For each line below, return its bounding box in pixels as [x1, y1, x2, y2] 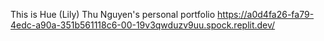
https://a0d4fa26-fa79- [217, 9, 315, 20]
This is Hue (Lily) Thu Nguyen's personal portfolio [10, 9, 216, 20]
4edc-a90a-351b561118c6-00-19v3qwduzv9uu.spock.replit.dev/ [10, 19, 276, 31]
